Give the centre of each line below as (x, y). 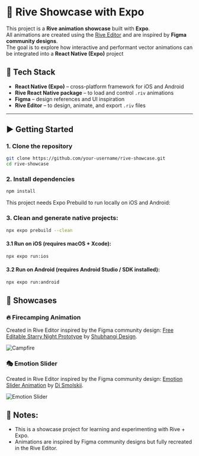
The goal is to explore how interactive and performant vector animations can (99, 47)
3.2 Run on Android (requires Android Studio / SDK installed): (83, 270)
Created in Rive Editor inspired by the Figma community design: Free (90, 330)
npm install (21, 192)
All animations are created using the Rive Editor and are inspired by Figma (96, 34)
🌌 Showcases (32, 301)
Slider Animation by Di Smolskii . (45, 385)
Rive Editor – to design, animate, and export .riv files (80, 105)
